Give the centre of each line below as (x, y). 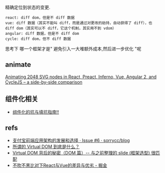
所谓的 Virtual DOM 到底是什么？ (46, 147)
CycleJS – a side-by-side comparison (44, 82)
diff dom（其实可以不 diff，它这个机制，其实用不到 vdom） (61, 28)
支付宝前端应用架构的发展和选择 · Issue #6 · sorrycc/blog (71, 141)
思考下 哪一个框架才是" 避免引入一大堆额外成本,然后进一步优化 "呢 (73, 49)
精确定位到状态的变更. (28, 7)
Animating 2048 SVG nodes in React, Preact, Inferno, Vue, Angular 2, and (81, 77)
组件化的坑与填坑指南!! (35, 112)
